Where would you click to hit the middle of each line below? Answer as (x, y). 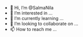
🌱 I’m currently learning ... (37, 18)
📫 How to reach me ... (33, 29)
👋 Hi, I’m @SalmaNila (32, 8)
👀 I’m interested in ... (31, 13)
